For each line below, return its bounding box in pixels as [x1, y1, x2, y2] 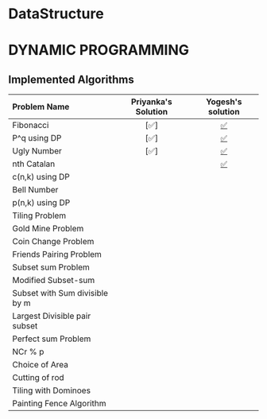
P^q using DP [12, 133, 62, 144]
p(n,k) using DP [12, 197, 71, 208]
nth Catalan [12, 158, 56, 169]
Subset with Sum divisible [12, 288, 109, 299]
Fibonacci [12, 120, 49, 131]
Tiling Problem [12, 210, 67, 221]
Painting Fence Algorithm [12, 398, 106, 409]
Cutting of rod [12, 372, 65, 383]
